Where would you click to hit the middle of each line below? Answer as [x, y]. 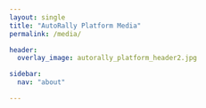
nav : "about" [41, 82]
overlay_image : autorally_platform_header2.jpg [107, 58]
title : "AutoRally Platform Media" [75, 26]
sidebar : [25, 74]
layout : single [37, 17]
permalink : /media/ [45, 34]
